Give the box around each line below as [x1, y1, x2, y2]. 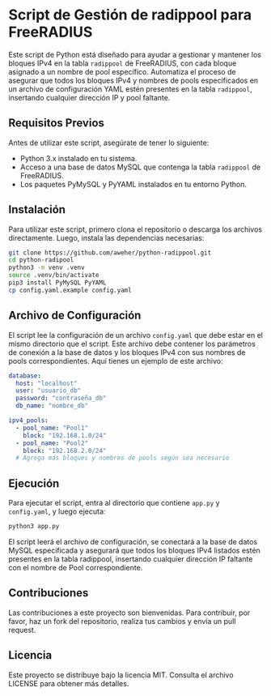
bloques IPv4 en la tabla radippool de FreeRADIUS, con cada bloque [8, 58, 237, 68]
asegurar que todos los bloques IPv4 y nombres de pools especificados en [8, 75, 259, 85]
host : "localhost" [15, 379, 78, 387]
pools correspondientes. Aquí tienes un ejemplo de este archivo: [8, 356, 223, 365]
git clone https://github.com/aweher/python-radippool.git [8, 249, 212, 257]
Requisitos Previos [8, 116, 105, 130]
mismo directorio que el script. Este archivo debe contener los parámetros [8, 339, 256, 348]
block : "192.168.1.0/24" [23, 431, 107, 439]
